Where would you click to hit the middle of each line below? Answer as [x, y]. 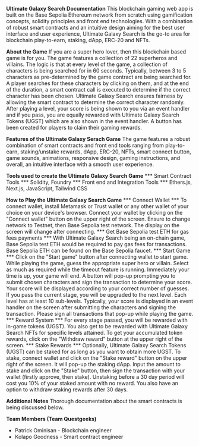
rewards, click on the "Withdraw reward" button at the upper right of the [94, 339]
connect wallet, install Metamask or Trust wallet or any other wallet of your [97, 206]
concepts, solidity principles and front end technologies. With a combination [99, 21]
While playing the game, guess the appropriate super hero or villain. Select [97, 263]
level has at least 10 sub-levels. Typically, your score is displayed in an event [100, 301]
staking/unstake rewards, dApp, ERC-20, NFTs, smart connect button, [105, 152]
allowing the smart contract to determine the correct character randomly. [96, 102]
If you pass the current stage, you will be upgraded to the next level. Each [97, 295]
